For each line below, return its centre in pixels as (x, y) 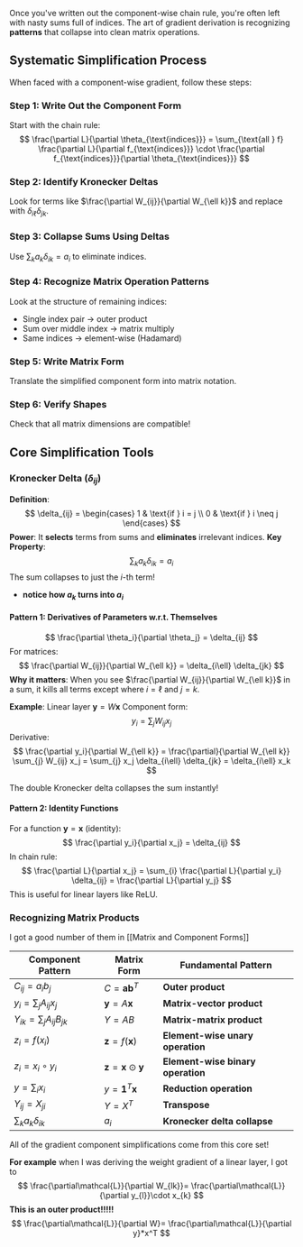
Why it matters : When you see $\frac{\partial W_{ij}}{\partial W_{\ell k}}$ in (150, 679)
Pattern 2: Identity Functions (64, 808)
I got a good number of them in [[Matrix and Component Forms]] (129, 938)
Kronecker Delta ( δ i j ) (55, 479)
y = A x (119, 1004)
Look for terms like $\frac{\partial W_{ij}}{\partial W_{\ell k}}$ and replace (146, 201)
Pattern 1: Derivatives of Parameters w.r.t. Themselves (114, 618)
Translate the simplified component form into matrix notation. (123, 381)
